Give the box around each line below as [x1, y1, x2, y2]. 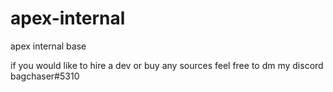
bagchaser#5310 [10, 70, 80, 82]
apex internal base [10, 40, 87, 52]
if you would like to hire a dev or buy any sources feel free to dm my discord [10, 59, 324, 71]
